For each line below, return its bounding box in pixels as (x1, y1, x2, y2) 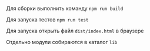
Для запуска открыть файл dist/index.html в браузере (6, 27, 144, 34)
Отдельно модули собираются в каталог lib (6, 39, 118, 45)
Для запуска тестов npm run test (6, 16, 89, 23)
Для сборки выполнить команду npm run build (6, 5, 124, 12)
